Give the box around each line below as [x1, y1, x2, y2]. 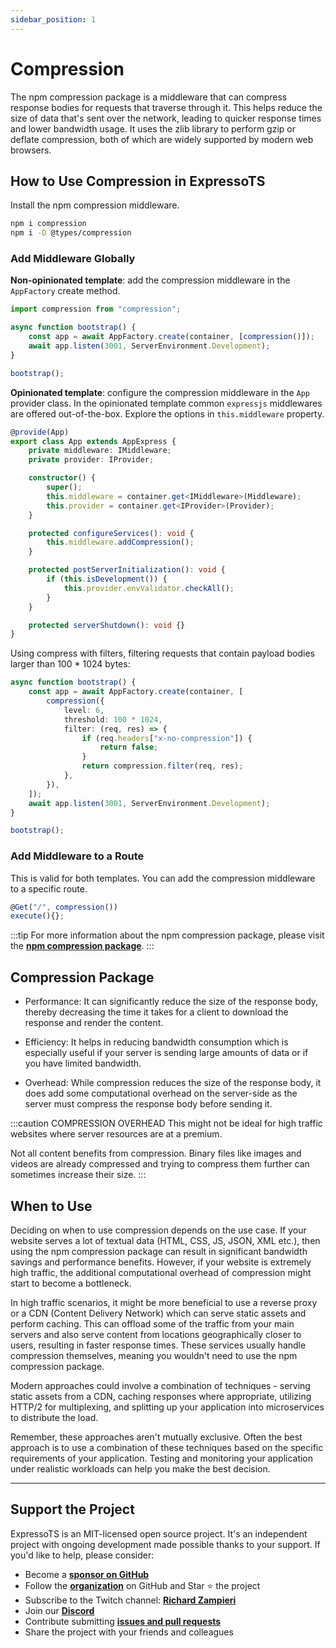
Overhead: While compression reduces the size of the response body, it [24, 1077, 322, 1089]
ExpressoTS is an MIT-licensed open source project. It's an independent [10, 1527, 308, 1540]
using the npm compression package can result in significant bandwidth [10, 1245, 308, 1257]
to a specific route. [10, 882, 88, 895]
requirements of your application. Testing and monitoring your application [10, 1452, 314, 1464]
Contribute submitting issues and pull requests [24, 1615, 222, 1627]
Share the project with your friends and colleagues [24, 1626, 234, 1638]
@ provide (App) [10, 427, 70, 437]
